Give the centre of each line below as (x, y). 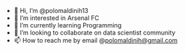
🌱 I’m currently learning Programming (68, 25)
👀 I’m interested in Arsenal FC (57, 18)
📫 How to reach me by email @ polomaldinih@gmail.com (96, 40)
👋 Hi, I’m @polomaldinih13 (51, 11)
